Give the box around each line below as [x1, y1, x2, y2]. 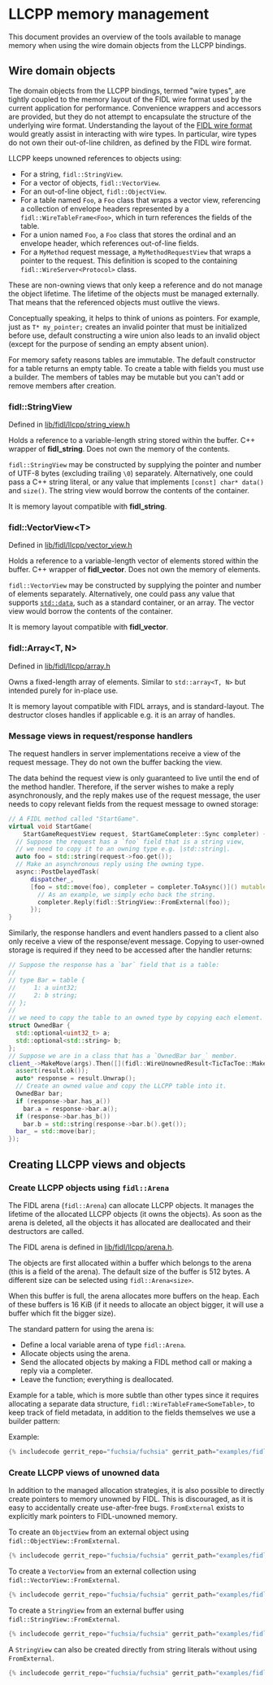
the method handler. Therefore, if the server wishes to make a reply [8, 781, 234, 791]
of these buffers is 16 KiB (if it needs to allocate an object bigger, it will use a [8, 1299, 264, 1309]
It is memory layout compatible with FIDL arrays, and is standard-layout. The [8, 701, 265, 711]
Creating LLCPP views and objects [8, 1158, 186, 1171]
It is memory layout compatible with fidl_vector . [8, 622, 169, 632]
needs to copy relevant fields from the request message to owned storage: [8, 799, 258, 808]
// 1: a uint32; [8, 983, 79, 991]
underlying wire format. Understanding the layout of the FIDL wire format [8, 120, 253, 130]
